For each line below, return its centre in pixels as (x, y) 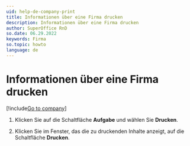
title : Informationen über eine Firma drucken (65, 17)
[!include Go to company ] (36, 108)
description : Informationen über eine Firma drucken (73, 22)
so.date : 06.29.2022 (32, 34)
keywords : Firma (26, 39)
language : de (22, 50)
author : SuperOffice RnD (37, 28)
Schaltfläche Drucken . (42, 137)
